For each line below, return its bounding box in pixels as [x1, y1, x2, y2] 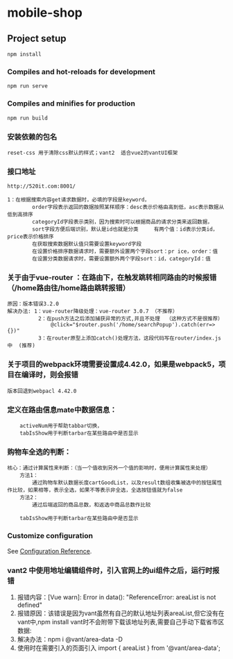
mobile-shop [7, 5, 83, 21]
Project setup [7, 33, 67, 44]
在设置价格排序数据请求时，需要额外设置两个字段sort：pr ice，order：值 [32, 248, 218, 255]
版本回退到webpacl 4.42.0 [7, 387, 77, 394]
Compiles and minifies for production [7, 99, 135, 108]
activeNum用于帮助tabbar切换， [19, 422, 103, 430]
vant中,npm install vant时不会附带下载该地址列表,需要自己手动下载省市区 [17, 617, 225, 626]
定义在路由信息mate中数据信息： [7, 405, 117, 415]
